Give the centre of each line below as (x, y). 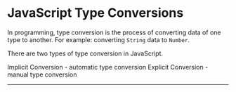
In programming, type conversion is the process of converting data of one (114, 32)
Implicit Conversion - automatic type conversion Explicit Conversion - (108, 67)
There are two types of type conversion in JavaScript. (85, 53)
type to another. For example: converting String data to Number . (99, 39)
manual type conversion (42, 74)
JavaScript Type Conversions (96, 13)
